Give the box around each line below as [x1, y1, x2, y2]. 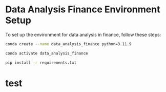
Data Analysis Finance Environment [5, 4, 160, 15]
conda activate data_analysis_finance [5, 50, 88, 56]
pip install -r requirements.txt [5, 60, 77, 65]
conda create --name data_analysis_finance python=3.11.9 [5, 41, 132, 47]
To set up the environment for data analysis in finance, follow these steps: [5, 31, 161, 38]
